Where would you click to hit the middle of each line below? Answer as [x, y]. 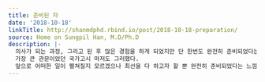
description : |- [35, 45]
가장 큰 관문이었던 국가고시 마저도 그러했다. [77, 59]
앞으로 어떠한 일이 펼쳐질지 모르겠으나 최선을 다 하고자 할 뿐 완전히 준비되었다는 [129, 66]
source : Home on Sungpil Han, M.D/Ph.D [74, 37]
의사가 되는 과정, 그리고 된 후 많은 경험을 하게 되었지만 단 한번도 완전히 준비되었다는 [137, 52]
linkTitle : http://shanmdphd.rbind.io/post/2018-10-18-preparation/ [123, 30]
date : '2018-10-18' [40, 23]
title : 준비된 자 [34, 15]
